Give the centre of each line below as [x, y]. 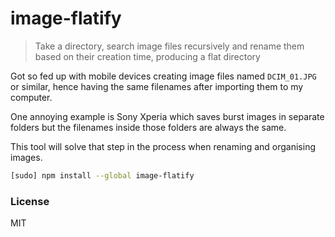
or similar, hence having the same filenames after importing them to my [157, 86]
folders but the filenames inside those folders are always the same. [148, 127]
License [30, 201]
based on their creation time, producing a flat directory [147, 56]
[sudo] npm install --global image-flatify [102, 175]
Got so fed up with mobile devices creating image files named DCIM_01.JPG [163, 76]
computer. [31, 97]
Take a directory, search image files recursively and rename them [169, 46]
